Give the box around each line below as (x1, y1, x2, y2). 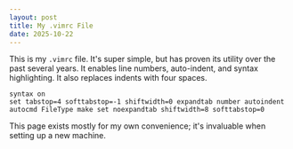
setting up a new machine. (9, 130, 107, 141)
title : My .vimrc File (9, 21, 94, 30)
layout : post (9, 12, 58, 22)
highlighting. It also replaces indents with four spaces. (9, 73, 208, 83)
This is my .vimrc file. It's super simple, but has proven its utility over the (9, 54, 276, 65)
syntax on (9, 90, 46, 98)
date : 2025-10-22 (9, 29, 74, 38)
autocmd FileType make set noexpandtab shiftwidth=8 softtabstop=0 (9, 106, 265, 114)
